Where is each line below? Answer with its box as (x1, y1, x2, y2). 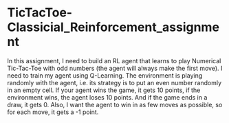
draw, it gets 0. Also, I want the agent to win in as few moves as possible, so (7, 100, 223, 109)
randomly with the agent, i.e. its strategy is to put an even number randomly (7, 78, 222, 87)
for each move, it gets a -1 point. (7, 108, 99, 116)
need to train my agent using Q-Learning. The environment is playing (7, 71, 203, 80)
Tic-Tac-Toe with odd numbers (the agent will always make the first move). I (7, 64, 223, 72)
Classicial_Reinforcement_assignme (7, 19, 220, 35)
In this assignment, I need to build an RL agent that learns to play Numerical (7, 56, 221, 65)
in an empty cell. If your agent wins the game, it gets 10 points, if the (7, 86, 201, 94)
